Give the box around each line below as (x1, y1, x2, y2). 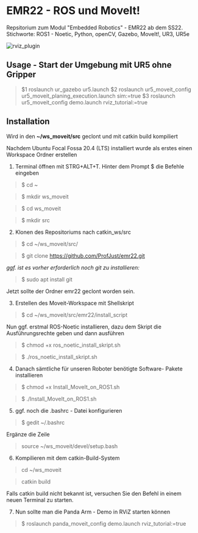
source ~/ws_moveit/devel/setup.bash (21, 442, 118, 449)
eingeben (15, 169, 40, 176)
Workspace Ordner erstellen (6, 151, 77, 158)
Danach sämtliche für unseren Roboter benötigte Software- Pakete (15, 364, 183, 372)
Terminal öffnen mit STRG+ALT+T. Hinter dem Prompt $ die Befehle (15, 162, 185, 170)
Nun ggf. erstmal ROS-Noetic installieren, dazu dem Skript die (6, 323, 161, 330)
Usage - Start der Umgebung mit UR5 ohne (6, 60, 172, 70)
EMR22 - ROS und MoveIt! (6, 4, 140, 18)
